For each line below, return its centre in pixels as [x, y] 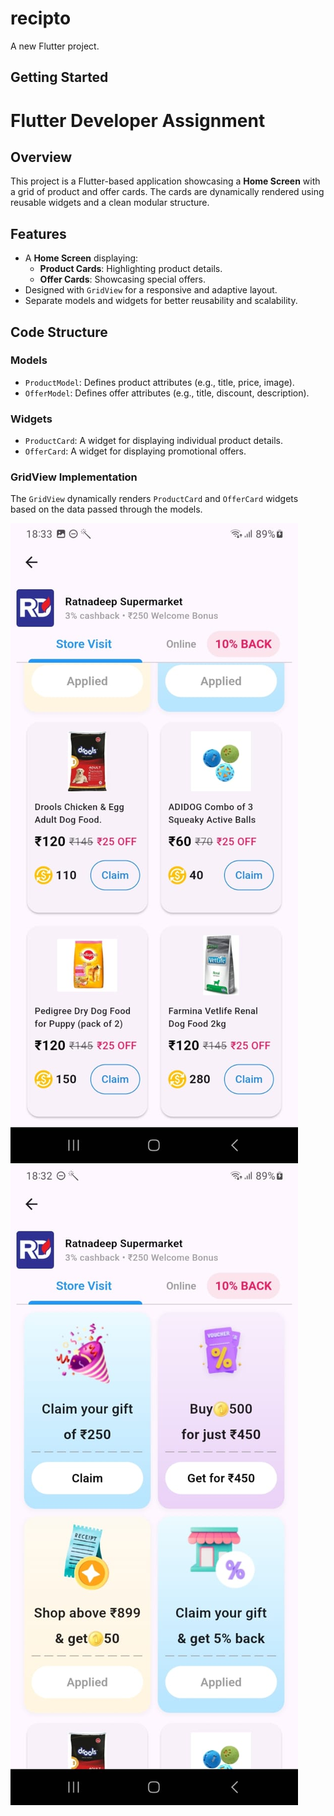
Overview [41, 157]
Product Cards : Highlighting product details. [131, 269]
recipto [41, 18]
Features [38, 233]
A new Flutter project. [55, 46]
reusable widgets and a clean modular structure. [110, 203]
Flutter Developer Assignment [138, 120]
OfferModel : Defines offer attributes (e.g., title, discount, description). [167, 393]
